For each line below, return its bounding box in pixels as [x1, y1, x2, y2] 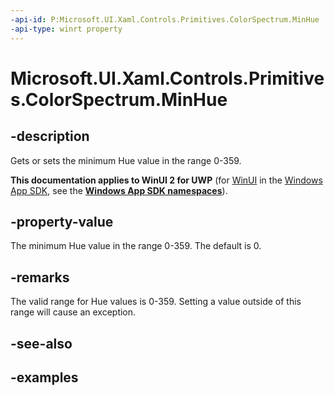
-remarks [10, 269, 70, 286]
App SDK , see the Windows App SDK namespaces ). [10, 184, 228, 196]
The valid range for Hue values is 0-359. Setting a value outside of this [10, 296, 302, 308]
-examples [10, 369, 79, 386]
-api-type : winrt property [10, 24, 123, 34]
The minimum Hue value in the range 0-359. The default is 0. [10, 240, 262, 252]
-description [10, 128, 90, 145]
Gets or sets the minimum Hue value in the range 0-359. [10, 154, 242, 166]
